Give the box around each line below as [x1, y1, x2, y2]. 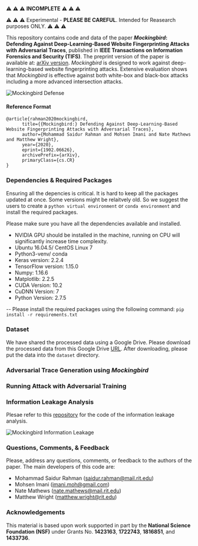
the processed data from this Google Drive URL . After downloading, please [6, 345, 187, 352]
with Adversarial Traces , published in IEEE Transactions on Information [6, 47, 183, 54]
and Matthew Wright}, [6, 137, 60, 143]
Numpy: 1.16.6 [14, 269, 48, 276]
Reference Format [6, 103, 51, 110]
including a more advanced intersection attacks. [6, 78, 123, 85]
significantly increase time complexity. [14, 237, 108, 244]
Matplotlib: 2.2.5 [14, 275, 55, 282]
